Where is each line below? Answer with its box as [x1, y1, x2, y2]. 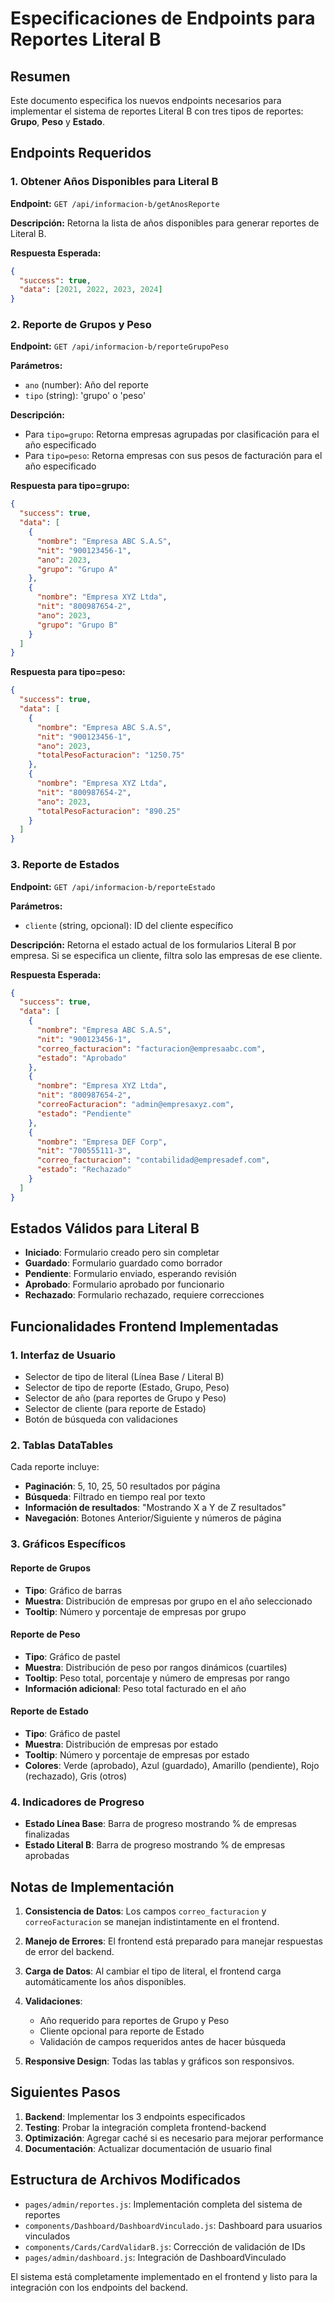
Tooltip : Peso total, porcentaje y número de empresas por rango [24, 1672, 290, 1684]
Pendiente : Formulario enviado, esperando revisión [24, 1268, 237, 1280]
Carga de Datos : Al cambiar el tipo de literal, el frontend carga [24, 1965, 282, 1977]
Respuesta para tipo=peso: [10, 666, 126, 678]
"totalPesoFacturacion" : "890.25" [36, 806, 182, 816]
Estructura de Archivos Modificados [10, 2172, 241, 2189]
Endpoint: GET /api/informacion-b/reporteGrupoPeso [10, 340, 229, 352]
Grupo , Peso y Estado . [10, 116, 105, 127]
